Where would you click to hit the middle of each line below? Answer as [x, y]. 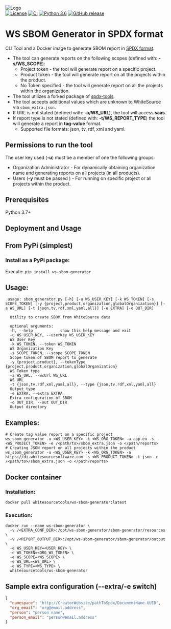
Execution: [19, 515]
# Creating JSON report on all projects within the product [71, 448]
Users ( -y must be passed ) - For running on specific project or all [82, 178]
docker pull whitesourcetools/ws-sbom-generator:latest [66, 502]
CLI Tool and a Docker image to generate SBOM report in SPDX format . [80, 48]
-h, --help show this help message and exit [70, 331]
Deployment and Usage [43, 228]
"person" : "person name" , [38, 613]
